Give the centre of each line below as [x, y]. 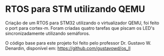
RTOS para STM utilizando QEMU [75, 9]
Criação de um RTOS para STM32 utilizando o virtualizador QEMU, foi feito [82, 23]
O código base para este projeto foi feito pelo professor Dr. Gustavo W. [78, 43]
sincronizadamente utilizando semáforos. [47, 33]
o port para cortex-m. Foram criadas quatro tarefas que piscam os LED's [80, 28]
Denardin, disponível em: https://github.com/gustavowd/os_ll [68, 48]
